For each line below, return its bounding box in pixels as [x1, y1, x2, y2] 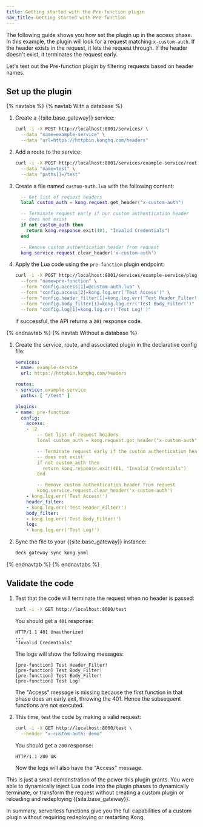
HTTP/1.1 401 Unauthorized [15, 629, 84, 635]
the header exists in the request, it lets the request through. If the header [6, 44, 188, 52]
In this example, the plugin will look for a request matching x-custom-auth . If [6, 38, 195, 45]
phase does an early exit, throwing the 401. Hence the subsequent [15, 695, 181, 702]
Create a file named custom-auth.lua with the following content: [15, 182, 175, 189]
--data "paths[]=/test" [21, 171, 81, 177]
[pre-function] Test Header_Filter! [15, 662, 108, 668]
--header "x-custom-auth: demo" [21, 730, 102, 737]
